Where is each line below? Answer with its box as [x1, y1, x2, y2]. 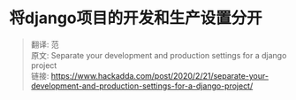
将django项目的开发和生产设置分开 [9, 8, 262, 28]
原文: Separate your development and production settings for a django [30, 50, 287, 60]
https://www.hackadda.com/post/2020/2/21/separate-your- [50, 70, 269, 81]
